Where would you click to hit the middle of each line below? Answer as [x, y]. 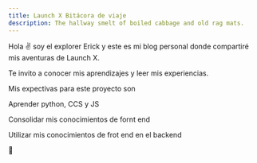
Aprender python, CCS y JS [54, 103]
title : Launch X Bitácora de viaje [67, 16]
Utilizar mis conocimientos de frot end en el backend [95, 134]
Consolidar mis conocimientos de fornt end [79, 119]
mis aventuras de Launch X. [54, 57]
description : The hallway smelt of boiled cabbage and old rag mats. [127, 23]
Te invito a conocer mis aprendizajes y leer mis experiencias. [109, 73]
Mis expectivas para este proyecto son [72, 88]
